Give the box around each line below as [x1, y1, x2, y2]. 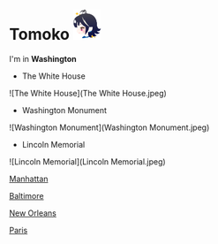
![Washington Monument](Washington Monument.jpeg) [9, 122, 210, 133]
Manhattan [9, 173, 49, 184]
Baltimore [9, 190, 44, 201]
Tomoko [9, 25, 71, 44]
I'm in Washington [9, 53, 77, 64]
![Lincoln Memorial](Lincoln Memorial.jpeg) [9, 156, 166, 167]
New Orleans [9, 208, 57, 218]
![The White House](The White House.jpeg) [9, 88, 168, 98]
